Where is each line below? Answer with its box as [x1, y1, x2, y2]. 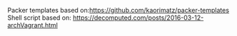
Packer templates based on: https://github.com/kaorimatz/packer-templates [7, 6, 230, 14]
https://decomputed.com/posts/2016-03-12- [72, 13, 204, 22]
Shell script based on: [7, 13, 71, 22]
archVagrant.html [7, 21, 59, 29]
